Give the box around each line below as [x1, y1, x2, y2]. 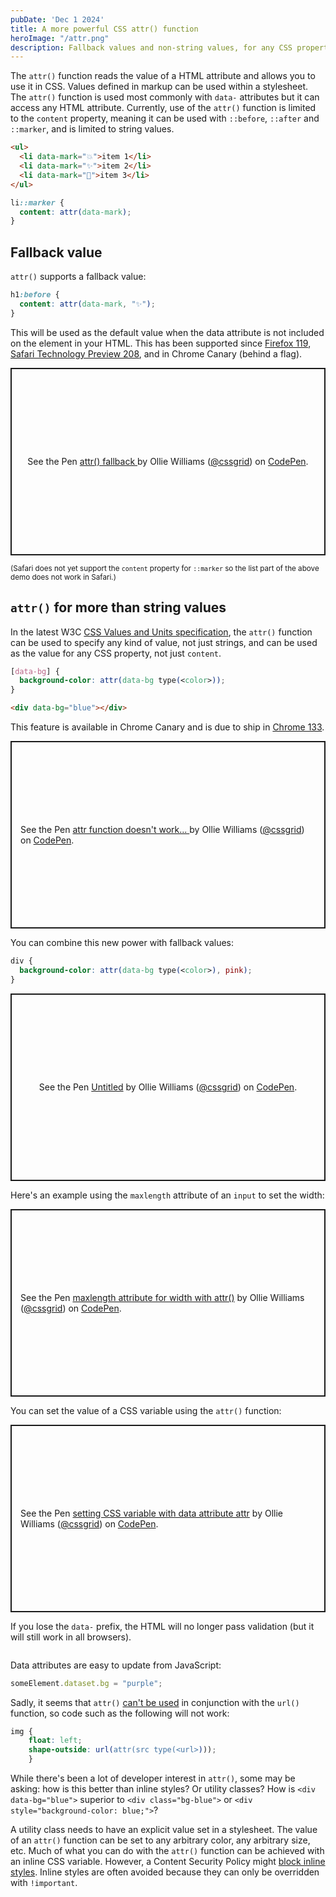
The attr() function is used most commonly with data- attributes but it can [10, 91, 320, 103]
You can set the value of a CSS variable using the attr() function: [10, 1404, 282, 1416]
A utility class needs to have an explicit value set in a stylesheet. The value [10, 1824, 318, 1835]
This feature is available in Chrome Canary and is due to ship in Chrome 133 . [10, 721, 325, 733]
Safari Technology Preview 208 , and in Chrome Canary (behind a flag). [10, 347, 303, 360]
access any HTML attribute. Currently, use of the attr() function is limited [10, 102, 317, 114]
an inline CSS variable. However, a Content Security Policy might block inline [10, 1856, 326, 1867]
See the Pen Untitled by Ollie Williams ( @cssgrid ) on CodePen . [38, 1081, 298, 1093]
